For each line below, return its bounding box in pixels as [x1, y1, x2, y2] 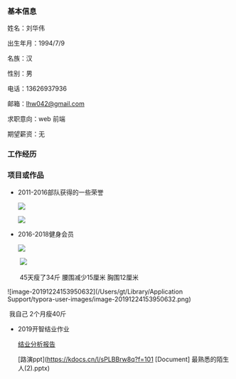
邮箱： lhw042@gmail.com [7, 100, 85, 108]
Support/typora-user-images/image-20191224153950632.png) [7, 294, 192, 303]
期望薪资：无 [7, 130, 45, 138]
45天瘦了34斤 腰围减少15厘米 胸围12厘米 [19, 273, 139, 281]
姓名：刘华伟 [7, 24, 45, 33]
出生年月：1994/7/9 [7, 39, 65, 48]
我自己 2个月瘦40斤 [9, 309, 67, 318]
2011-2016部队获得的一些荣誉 [17, 187, 104, 197]
